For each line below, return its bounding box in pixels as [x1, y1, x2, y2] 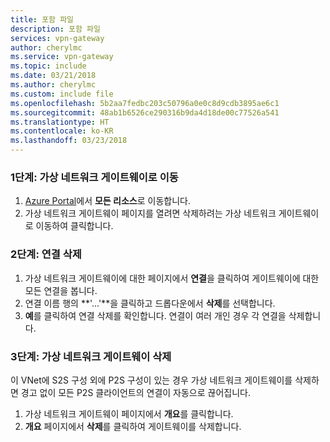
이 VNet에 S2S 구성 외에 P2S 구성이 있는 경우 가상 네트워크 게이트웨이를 [10, 374, 293, 386]
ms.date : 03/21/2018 [10, 71, 97, 81]
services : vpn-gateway [10, 33, 105, 43]
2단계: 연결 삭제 [10, 247, 82, 261]
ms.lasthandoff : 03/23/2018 [10, 136, 128, 146]
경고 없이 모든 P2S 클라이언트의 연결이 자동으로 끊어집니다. [20, 386, 251, 398]
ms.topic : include [10, 61, 87, 71]
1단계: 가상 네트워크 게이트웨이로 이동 [10, 170, 179, 184]
